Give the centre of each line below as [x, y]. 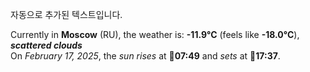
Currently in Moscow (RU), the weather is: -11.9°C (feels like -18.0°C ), [155, 34]
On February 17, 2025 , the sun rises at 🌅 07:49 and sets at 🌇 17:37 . [145, 56]
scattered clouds [46, 45]
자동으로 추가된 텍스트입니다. [66, 14]
